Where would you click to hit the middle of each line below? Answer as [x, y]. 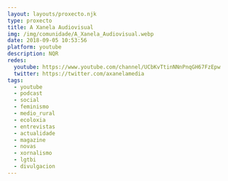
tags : [15, 80]
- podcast [28, 93]
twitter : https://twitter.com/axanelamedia [79, 73]
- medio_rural [34, 113]
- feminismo [32, 107]
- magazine [30, 140]
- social [27, 100]
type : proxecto [30, 21]
